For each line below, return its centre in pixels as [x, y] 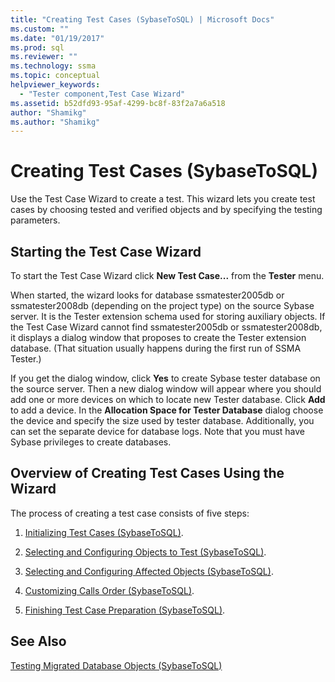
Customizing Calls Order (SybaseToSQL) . [109, 590]
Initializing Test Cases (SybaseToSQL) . [104, 532]
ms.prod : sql [37, 47]
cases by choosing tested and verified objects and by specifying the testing [166, 210]
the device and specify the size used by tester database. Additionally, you [162, 420]
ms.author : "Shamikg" [55, 122]
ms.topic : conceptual [55, 76]
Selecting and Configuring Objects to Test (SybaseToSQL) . [145, 552]
